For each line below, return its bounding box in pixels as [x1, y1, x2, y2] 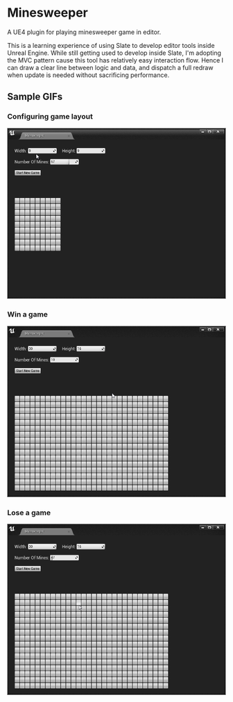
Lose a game [7, 508, 51, 517]
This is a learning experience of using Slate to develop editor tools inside [7, 41, 215, 49]
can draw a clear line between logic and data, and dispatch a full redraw [7, 63, 214, 72]
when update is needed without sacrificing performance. [7, 71, 170, 79]
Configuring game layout [7, 112, 94, 122]
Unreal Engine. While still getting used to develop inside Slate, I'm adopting [7, 49, 222, 57]
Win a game [7, 310, 49, 319]
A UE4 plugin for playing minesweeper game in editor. [7, 28, 162, 36]
